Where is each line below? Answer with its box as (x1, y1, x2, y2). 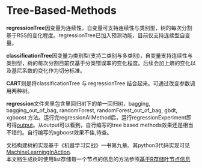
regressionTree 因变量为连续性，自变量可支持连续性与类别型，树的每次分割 (6, 24, 192, 31)
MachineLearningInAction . (6, 148, 72, 155)
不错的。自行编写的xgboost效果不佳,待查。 (6, 128, 112, 136)
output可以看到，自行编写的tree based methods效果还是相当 (43, 121, 194, 128)
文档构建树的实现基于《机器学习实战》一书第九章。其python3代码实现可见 (6, 142, 191, 149)
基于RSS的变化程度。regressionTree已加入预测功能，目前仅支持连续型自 (6, 31, 185, 39)
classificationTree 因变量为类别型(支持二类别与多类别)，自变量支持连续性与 (6, 52, 193, 59)
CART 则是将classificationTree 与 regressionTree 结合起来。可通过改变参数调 (6, 79, 195, 87)
